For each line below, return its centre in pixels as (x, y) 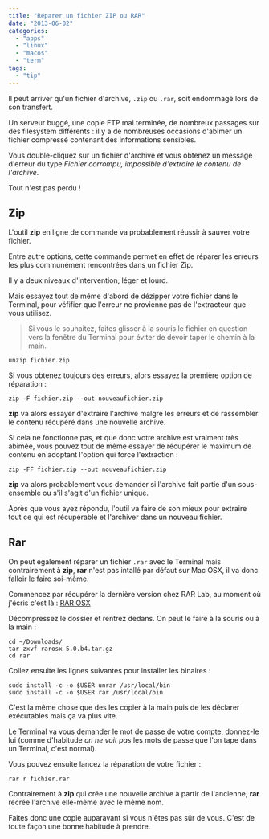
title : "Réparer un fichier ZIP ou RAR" (77, 16)
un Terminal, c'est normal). (53, 749)
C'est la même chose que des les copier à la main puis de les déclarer (124, 707)
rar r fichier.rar (39, 779)
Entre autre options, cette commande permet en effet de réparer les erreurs (133, 256)
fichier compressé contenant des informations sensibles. (102, 139)
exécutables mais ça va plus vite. (63, 716)
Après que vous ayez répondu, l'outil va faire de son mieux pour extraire (128, 509)
